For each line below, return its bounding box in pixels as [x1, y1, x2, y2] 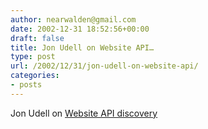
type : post [10, 52, 56, 62]
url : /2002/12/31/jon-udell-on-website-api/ [10, 61, 199, 71]
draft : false [10, 33, 65, 43]
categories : [10, 71, 60, 81]
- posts [10, 80, 43, 90]
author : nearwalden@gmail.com [10, 14, 137, 25]
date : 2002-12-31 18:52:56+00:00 [10, 24, 150, 34]
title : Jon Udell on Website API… [10, 42, 155, 53]
